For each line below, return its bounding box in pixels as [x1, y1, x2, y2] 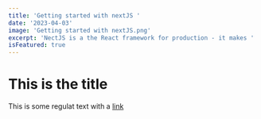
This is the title [8, 75, 108, 94]
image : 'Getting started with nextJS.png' [8, 26, 151, 34]
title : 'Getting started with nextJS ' [8, 11, 141, 20]
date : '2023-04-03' [8, 19, 73, 27]
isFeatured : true [8, 41, 66, 49]
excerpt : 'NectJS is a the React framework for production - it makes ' [8, 33, 255, 42]
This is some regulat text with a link [8, 102, 124, 111]
